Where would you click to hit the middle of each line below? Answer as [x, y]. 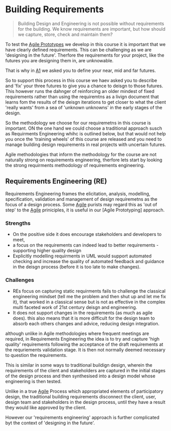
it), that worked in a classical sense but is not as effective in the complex [89, 302]
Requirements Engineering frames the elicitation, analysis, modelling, [78, 194]
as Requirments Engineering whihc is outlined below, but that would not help [86, 133]
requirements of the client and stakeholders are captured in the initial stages [86, 371]
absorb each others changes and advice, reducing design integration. [86, 324]
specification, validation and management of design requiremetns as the [81, 199]
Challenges [20, 280]
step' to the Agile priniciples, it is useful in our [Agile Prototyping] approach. [85, 210]
